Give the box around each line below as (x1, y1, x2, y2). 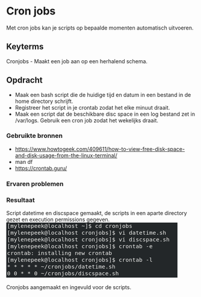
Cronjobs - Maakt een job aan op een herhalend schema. (6, 57, 148, 64)
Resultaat (6, 196, 35, 204)
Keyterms (6, 42, 44, 52)
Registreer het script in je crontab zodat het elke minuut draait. (14, 104, 170, 111)
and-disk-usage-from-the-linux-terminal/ (14, 152, 117, 159)
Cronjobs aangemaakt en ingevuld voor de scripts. (6, 284, 131, 291)
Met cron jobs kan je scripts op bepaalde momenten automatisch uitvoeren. (6, 24, 194, 31)
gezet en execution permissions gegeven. (6, 216, 110, 224)
